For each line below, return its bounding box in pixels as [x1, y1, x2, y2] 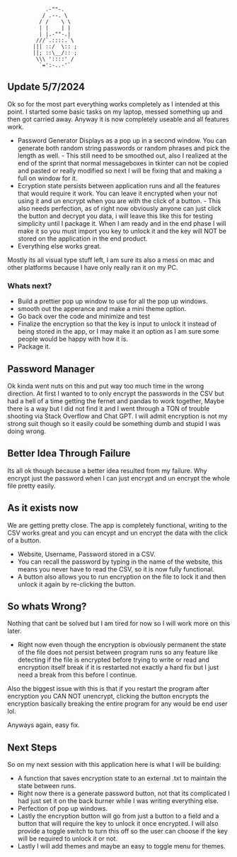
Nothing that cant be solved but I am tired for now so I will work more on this [7, 619, 230, 628]
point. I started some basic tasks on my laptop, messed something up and [7, 107, 223, 116]
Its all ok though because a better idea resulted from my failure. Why [7, 466, 207, 475]
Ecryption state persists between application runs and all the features [17, 181, 221, 190]
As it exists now [7, 502, 79, 514]
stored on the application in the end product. [17, 234, 148, 243]
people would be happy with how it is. [17, 334, 129, 344]
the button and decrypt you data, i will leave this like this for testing [17, 212, 214, 220]
